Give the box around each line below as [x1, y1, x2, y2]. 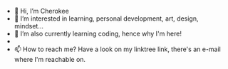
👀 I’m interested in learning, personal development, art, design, [14, 14, 199, 23]
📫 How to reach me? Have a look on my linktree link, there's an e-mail [14, 45, 221, 53]
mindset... [14, 22, 44, 30]
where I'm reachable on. [14, 55, 86, 63]
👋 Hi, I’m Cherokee [14, 7, 69, 15]
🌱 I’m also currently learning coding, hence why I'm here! [14, 29, 182, 38]
